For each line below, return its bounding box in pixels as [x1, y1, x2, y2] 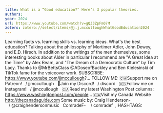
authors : [5, 12, 23, 17]
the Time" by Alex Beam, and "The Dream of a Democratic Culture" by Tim [5, 60, 155, 66]
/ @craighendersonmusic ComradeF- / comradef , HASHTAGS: [8, 102, 143, 108]
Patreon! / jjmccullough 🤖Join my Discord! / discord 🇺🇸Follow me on [5, 81, 154, 87]
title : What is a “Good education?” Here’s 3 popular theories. [5, 7, 139, 12]
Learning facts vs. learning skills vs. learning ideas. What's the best [5, 39, 141, 45]
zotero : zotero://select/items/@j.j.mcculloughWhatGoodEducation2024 [5, 25, 150, 30]
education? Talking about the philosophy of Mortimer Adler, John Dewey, [5, 44, 152, 50]
